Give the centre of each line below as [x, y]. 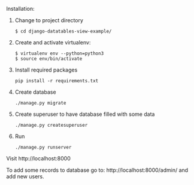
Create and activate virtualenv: [53, 42]
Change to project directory [49, 20]
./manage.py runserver [43, 147]
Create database [35, 92]
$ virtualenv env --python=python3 [59, 53]
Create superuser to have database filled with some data [85, 114]
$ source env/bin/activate [48, 59]
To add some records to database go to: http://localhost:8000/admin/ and [97, 170]
